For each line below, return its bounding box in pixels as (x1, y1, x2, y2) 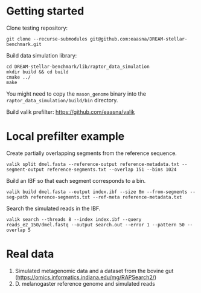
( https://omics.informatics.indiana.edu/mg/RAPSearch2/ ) (14, 274, 157, 281)
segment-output (6, 166, 45, 173)
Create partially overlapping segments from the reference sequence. (6, 150, 177, 157)
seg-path (6, 194, 28, 200)
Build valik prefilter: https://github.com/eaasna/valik (6, 108, 135, 116)
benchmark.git (6, 41, 42, 47)
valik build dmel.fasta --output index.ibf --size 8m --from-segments (6, 189, 188, 195)
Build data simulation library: (6, 51, 77, 59)
